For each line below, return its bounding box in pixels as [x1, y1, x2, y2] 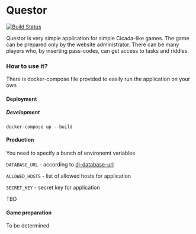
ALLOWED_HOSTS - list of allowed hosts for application [6, 172, 131, 179]
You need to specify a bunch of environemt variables [6, 149, 136, 156]
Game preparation [6, 209, 52, 216]
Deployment [6, 95, 37, 102]
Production [6, 136, 34, 143]
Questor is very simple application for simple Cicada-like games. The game [6, 34, 189, 41]
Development [6, 109, 40, 116]
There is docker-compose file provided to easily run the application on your [6, 75, 191, 83]
